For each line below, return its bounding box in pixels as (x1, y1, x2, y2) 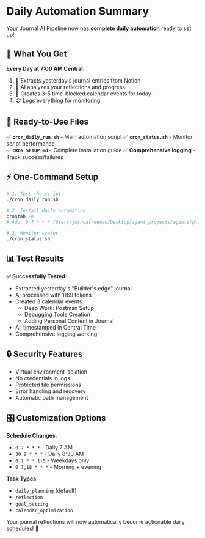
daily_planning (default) (15, 487, 77, 494)
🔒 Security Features (6, 348, 83, 359)
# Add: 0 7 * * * (6, 219, 51, 225)
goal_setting (15, 501, 49, 507)
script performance (6, 139, 55, 147)
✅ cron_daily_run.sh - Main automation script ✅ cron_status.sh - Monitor (6, 133, 193, 140)
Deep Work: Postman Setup (24, 304, 95, 312)
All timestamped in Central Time (15, 324, 96, 331)
